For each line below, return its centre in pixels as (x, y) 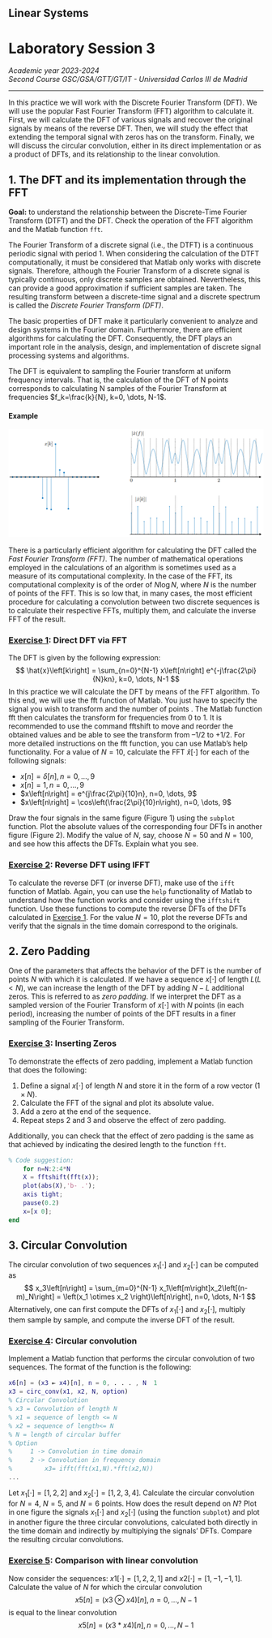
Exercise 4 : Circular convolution (73, 1341)
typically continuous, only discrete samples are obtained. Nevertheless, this (135, 280)
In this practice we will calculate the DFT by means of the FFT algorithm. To (134, 692)
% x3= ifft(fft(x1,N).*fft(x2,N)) (81, 1469)
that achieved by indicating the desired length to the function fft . (117, 1144)
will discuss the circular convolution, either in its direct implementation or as (135, 146)
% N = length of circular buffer (65, 1434)
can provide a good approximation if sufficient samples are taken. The (125, 288)
